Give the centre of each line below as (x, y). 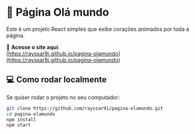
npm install (21, 120)
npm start (19, 125)
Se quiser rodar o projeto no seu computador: (63, 97)
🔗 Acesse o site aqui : (33, 47)
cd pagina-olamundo (31, 114)
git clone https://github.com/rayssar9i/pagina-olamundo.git (85, 108)
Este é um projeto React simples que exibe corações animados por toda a (98, 29)
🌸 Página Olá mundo (58, 12)
